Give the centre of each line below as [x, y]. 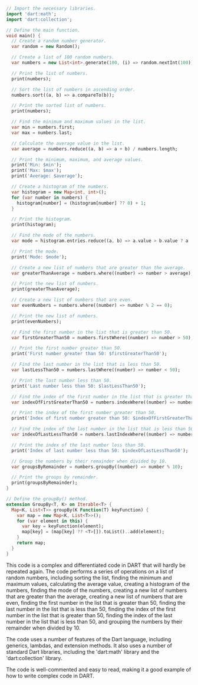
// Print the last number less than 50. [62, 381]
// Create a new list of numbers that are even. [72, 300]
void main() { [24, 35]
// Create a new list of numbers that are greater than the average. [98, 268]
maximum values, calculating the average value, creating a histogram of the [98, 584]
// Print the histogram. [42, 219]
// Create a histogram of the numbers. [60, 186]
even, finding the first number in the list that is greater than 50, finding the [96, 602]
